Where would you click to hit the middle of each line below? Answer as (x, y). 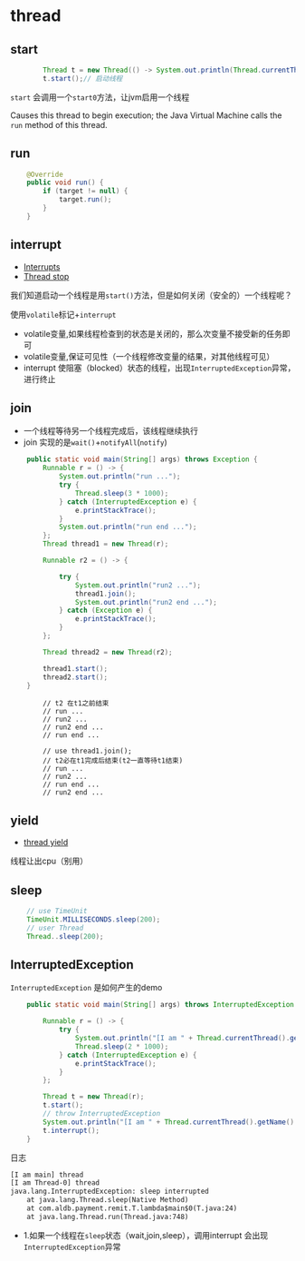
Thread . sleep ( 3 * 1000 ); (122, 493)
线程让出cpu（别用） (49, 861)
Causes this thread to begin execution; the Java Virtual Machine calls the (146, 115)
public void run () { (65, 182)
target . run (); (85, 200)
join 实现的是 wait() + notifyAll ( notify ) (95, 442)
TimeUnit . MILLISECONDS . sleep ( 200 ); (94, 919)
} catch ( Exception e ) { (105, 611)
